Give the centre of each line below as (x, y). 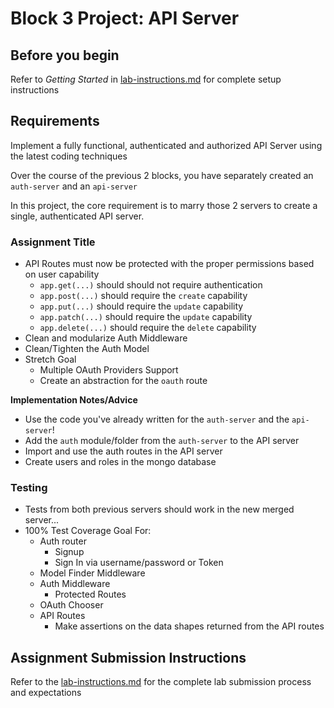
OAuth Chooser (71, 605)
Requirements (55, 121)
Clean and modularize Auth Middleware (106, 338)
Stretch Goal (50, 359)
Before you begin (65, 55)
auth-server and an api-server (74, 186)
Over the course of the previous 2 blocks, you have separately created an (162, 175)
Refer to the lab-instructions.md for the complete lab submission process (161, 682)
